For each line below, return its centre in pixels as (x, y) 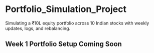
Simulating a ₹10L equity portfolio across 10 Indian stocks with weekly (77, 23)
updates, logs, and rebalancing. (38, 28)
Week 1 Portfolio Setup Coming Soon (63, 44)
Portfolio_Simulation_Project (66, 9)
